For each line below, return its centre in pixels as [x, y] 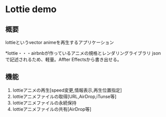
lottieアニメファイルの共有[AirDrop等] [52, 109]
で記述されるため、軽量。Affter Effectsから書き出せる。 [63, 60]
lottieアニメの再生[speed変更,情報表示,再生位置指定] [67, 90]
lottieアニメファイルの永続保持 [45, 103]
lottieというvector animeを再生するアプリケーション [60, 42]
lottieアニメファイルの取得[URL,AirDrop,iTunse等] [64, 96]
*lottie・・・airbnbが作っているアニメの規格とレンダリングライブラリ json [83, 53]
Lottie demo [31, 9]
